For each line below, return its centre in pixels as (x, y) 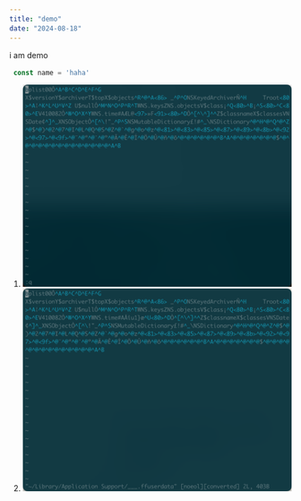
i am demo (29, 55)
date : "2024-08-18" (46, 28)
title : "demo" (36, 19)
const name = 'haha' (52, 73)
